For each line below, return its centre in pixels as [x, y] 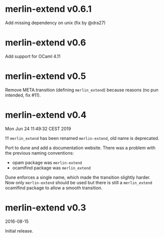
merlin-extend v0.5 [46, 76]
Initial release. [19, 231]
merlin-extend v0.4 [46, 115]
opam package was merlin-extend [47, 162]
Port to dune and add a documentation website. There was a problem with [81, 148]
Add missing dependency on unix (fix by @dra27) [55, 23]
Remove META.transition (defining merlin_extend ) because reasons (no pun [82, 90]
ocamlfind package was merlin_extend [51, 168]
